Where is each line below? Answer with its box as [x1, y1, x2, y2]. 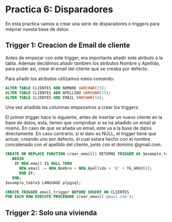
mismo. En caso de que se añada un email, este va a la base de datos [5, 125, 152, 132]
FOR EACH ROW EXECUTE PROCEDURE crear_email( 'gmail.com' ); [5, 194, 134, 199]
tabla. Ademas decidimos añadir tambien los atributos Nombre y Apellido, [5, 60, 161, 66]
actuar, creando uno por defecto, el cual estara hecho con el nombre [5, 136, 150, 142]
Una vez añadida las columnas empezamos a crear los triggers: [5, 104, 139, 110]
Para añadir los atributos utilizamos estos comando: [5, 76, 115, 82]
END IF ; [18, 171, 36, 176]
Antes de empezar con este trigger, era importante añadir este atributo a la [5, 54, 163, 61]
